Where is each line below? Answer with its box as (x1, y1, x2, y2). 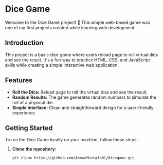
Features (5, 76, 33, 85)
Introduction (5, 39, 44, 47)
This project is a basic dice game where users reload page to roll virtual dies (5, 52, 158, 57)
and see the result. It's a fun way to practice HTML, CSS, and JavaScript (5, 57, 150, 63)
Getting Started (5, 124, 53, 132)
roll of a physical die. (12, 99, 54, 105)
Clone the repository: (12, 146, 56, 152)
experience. (12, 110, 36, 115)
